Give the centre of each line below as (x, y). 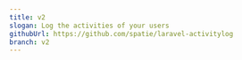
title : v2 (28, 17)
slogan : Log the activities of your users (89, 26)
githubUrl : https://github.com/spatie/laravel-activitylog (121, 34)
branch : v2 (29, 42)
